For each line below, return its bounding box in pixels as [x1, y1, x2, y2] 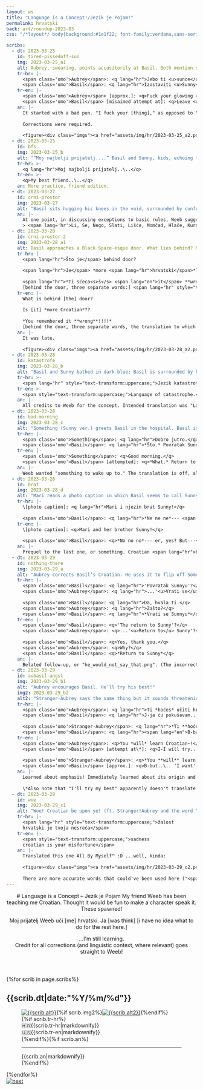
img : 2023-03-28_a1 [17, 239, 66, 245]
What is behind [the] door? [22, 296, 94, 302]
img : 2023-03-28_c [17, 419, 63, 426]
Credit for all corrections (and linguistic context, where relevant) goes [14, 941, 188, 948]
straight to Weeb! [80, 948, 123, 955]
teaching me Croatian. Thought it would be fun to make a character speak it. [7, 899, 196, 906]
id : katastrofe [17, 358, 56, 364]
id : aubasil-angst [17, 673, 63, 679]
